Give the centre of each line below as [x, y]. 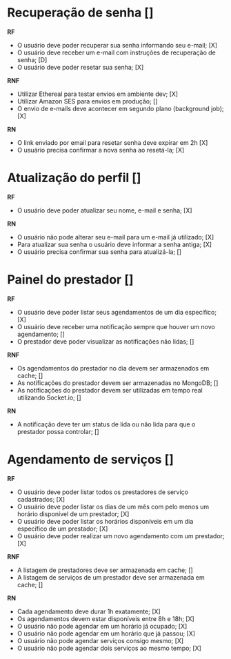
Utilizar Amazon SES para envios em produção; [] [87, 101]
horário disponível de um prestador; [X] [73, 514]
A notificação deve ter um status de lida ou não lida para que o [106, 424]
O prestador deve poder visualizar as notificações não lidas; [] [106, 341]
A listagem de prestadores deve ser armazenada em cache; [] [105, 570]
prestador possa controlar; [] [58, 431]
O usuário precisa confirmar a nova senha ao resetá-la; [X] [101, 150]
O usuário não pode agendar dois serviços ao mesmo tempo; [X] [109, 648]
